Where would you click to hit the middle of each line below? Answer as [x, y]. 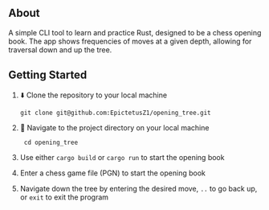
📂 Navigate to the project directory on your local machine [114, 127]
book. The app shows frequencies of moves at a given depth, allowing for [130, 41]
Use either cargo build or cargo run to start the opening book [122, 157]
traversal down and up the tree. [60, 49]
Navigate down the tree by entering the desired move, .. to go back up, [139, 188]
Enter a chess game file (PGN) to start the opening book [113, 173]
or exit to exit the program [64, 197]
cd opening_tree [51, 142]
